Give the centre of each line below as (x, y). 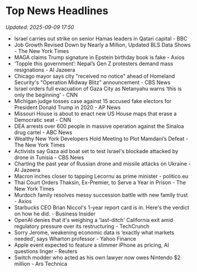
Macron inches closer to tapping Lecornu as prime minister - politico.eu (101, 176)
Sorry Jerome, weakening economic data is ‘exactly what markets (94, 232)
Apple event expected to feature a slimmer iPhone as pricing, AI (91, 245)
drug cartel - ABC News (43, 132)
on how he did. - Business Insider (55, 214)
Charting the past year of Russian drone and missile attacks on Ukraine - (102, 164)
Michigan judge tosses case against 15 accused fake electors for (93, 101)
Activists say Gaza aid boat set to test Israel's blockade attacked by (96, 151)
